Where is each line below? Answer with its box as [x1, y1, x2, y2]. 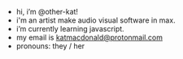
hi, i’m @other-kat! [15, 7, 79, 16]
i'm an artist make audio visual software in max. [15, 15, 176, 25]
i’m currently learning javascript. [15, 24, 124, 33]
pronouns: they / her [15, 41, 85, 51]
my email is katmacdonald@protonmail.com [15, 32, 163, 42]
